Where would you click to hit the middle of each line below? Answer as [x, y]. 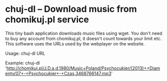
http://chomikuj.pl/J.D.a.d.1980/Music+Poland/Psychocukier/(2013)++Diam [83, 68]
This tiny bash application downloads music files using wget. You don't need [84, 33]
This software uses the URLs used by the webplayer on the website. [75, 43]
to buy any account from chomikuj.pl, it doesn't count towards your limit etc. [83, 39]
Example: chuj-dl [22, 63]
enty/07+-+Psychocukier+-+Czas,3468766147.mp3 [58, 73]
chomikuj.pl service [47, 20]
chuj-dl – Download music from [71, 9]
